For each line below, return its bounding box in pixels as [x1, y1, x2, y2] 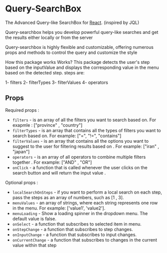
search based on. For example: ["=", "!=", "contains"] [12, 133, 122, 139]
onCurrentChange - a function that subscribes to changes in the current [12, 237, 157, 243]
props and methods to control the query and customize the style [5, 49, 138, 55]
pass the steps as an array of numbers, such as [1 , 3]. [12, 194, 124, 200]
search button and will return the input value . [12, 170, 106, 176]
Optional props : [5, 179, 38, 185]
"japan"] [12, 148, 30, 155]
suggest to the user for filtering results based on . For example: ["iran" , [12, 143, 160, 149]
